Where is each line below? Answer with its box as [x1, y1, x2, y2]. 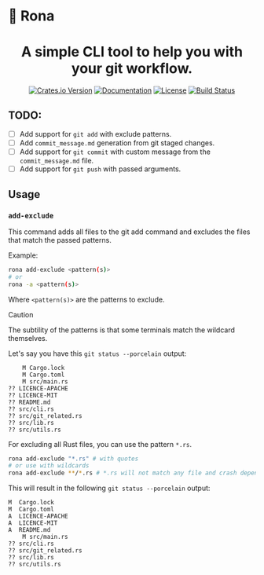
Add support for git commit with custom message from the [19, 147, 211, 156]
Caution [8, 309, 34, 319]
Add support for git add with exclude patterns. [19, 129, 172, 138]
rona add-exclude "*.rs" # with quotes [8, 455, 139, 463]
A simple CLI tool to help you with [20, 43, 244, 61]
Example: [8, 251, 38, 260]
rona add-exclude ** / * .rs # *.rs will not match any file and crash [8, 469, 237, 478]
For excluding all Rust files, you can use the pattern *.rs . [8, 439, 192, 449]
